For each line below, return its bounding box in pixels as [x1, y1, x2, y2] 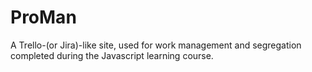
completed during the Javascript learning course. [10, 49, 214, 61]
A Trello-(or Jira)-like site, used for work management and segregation [10, 39, 302, 51]
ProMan [10, 6, 77, 29]
